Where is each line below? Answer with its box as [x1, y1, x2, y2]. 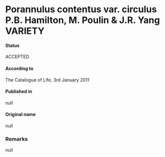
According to [5, 65, 34, 71]
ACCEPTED [5, 54, 30, 60]
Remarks [5, 135, 28, 142]
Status [5, 42, 20, 48]
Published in [5, 88, 32, 95]
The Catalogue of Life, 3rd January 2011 [5, 76, 89, 83]
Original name [5, 111, 36, 118]
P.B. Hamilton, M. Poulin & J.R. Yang [5, 14, 160, 26]
